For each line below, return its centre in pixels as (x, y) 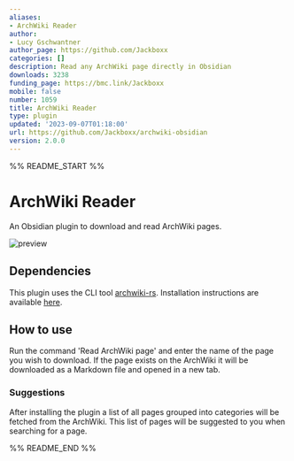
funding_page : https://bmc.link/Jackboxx (87, 83)
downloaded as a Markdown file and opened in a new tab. (115, 370)
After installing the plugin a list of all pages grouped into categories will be (144, 411)
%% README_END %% (53, 448)
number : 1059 (33, 100)
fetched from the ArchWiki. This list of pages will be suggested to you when (147, 421)
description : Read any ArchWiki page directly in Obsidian (120, 67)
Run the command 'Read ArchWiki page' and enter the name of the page (142, 351)
